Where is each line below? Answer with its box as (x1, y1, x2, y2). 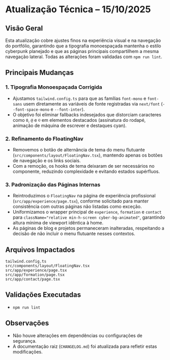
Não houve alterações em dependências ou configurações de (12, 332, 143, 339)
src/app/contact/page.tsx (5, 277, 60, 282)
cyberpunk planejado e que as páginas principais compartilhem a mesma (5, 48, 159, 54)
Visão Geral (5, 24, 43, 33)
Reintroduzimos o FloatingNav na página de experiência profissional (12, 193, 156, 199)
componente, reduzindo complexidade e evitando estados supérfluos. (12, 168, 160, 174)
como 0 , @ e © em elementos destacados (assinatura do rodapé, (12, 117, 146, 123)
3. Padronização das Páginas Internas (5, 181, 101, 188)
